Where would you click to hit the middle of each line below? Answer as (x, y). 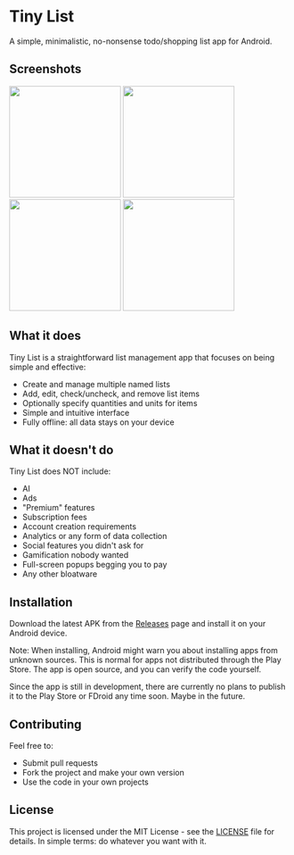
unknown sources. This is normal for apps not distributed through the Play (146, 660)
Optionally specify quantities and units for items (110, 403)
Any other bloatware (60, 574)
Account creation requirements (79, 527)
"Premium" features (58, 508)
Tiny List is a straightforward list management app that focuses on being (142, 357)
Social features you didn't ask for (83, 545)
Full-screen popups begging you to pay (94, 565)
